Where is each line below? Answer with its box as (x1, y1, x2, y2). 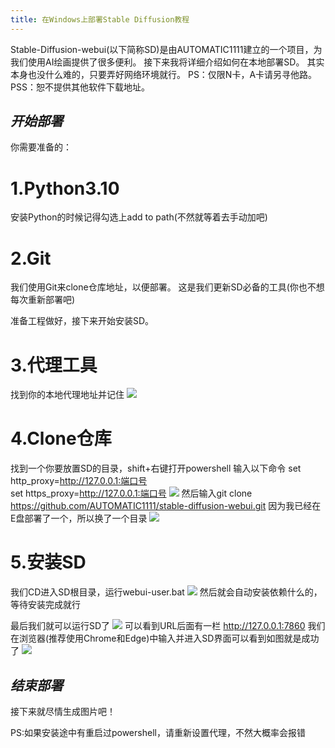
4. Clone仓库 (10, 427, 112, 450)
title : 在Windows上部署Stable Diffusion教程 (10, 14, 190, 25)
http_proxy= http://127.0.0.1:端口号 (10, 475, 148, 487)
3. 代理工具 (10, 354, 98, 376)
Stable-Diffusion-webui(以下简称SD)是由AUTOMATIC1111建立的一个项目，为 (10, 43, 323, 55)
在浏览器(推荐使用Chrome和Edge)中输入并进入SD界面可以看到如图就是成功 (10, 632, 320, 645)
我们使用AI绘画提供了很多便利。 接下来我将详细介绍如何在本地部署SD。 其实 (10, 56, 325, 68)
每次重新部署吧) (10, 294, 76, 306)
